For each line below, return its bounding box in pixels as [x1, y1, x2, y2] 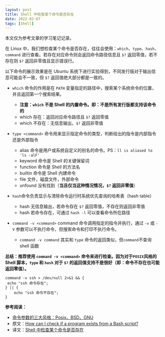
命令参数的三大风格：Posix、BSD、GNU [12, 314, 94, 321]
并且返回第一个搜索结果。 [12, 91, 64, 97]
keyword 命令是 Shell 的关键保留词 [19, 158, 89, 164]
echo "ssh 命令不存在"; [14, 291, 59, 296]
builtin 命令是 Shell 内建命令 [19, 170, 76, 176]
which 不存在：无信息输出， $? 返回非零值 [19, 120, 104, 126]
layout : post [5, 7, 32, 12]
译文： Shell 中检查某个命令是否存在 [12, 327, 84, 333]
